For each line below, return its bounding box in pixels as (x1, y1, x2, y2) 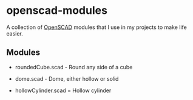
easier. (6, 30, 23, 37)
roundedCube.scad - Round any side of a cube (15, 63, 133, 70)
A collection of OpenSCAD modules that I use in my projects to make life (6, 23, 187, 31)
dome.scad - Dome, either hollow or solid (15, 75, 119, 82)
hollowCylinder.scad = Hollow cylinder (15, 87, 112, 94)
